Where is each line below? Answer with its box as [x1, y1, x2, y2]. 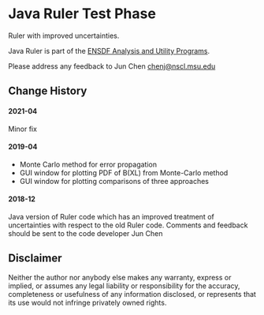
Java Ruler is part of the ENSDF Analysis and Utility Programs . [8, 46, 210, 55]
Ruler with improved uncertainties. [8, 31, 120, 40]
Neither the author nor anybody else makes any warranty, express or [8, 272, 232, 282]
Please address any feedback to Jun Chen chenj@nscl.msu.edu [8, 61, 216, 71]
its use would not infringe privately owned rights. [8, 298, 167, 307]
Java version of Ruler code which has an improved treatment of [8, 212, 214, 221]
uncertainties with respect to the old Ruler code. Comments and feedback [8, 220, 248, 230]
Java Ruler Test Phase [8, 5, 156, 23]
